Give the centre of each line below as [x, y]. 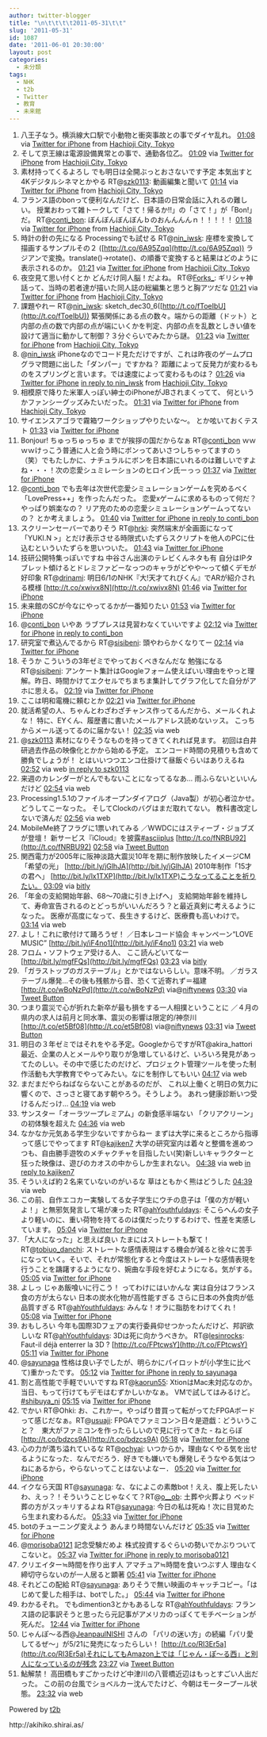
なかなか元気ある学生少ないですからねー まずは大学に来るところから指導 [139, 1133]
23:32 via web [60, 1693]
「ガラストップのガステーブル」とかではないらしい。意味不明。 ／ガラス [139, 971]
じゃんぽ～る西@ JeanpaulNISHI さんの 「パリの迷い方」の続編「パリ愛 [137, 1634]
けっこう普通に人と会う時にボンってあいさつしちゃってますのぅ [138, 450]
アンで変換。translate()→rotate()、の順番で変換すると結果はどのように [143, 258]
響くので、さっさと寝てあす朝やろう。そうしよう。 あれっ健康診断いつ [135, 1094]
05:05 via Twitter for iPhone [66, 1278]
